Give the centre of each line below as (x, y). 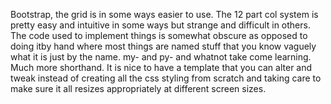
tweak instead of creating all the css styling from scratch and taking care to (166, 78)
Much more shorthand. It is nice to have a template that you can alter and (161, 67)
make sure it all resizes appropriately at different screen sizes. (138, 88)
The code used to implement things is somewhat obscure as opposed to (159, 35)
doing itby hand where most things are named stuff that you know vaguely (163, 46)
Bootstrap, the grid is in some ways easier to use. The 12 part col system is (164, 14)
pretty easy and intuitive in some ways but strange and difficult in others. (160, 25)
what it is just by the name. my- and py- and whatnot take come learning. (161, 57)
